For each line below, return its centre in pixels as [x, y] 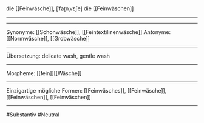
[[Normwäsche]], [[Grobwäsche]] [48, 38]
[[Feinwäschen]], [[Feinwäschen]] [49, 97]
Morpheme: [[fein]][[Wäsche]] [44, 73]
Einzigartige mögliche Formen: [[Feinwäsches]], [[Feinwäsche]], [87, 91]
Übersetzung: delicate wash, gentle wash [58, 56]
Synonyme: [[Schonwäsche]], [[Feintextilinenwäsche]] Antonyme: [89, 32]
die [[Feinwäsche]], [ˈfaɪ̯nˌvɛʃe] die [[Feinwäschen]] [70, 8]
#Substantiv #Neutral [33, 115]
